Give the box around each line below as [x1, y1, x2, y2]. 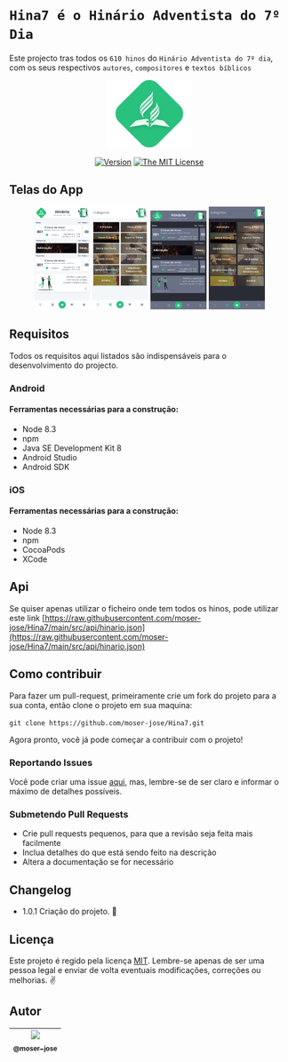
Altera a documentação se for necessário [21, 857, 174, 867]
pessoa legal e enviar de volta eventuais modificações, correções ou [9, 964, 261, 975]
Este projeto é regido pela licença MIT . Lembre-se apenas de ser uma [9, 955, 265, 966]
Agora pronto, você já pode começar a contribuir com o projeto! [9, 734, 244, 745]
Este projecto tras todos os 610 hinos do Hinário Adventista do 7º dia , [9, 52, 274, 63]
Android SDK [21, 461, 70, 472]
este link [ [9, 612, 45, 623]
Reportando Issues [9, 756, 93, 769]
